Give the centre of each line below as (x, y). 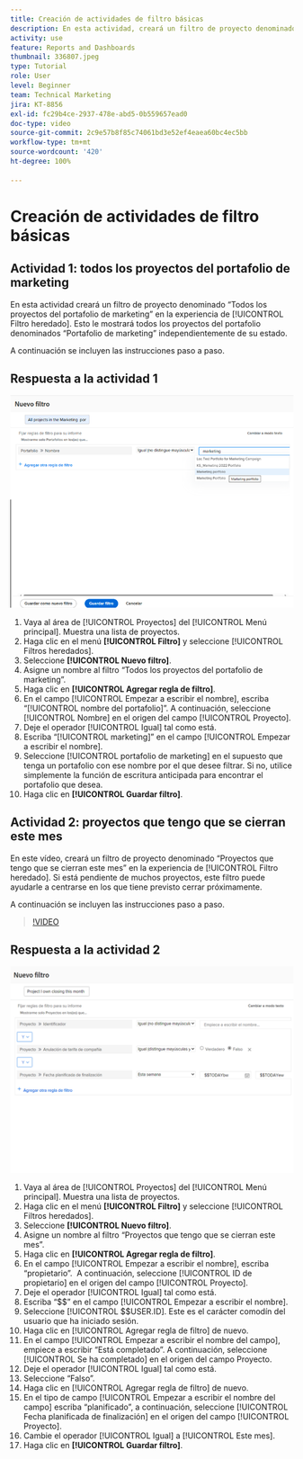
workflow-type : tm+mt (51, 143)
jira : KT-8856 (37, 104)
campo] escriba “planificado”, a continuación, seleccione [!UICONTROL (156, 1407)
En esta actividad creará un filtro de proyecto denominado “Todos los (139, 304)
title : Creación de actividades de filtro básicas (107, 19)
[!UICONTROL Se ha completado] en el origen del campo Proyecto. (147, 1359)
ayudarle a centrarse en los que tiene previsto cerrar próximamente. (136, 887)
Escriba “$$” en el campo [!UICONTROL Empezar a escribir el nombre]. (156, 1302)
